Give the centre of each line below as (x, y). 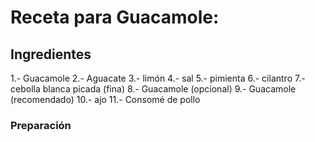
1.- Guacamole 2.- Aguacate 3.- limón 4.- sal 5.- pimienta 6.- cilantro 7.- (158, 78)
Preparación (41, 125)
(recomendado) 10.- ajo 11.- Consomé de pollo (105, 99)
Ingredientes (51, 54)
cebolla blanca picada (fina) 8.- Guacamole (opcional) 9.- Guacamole (153, 89)
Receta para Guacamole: (115, 17)
